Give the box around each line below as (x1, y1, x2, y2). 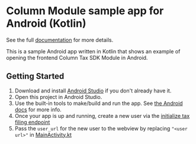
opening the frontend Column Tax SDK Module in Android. (6, 54, 148, 61)
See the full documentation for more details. (6, 36, 114, 43)
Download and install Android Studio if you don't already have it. (14, 87, 172, 94)
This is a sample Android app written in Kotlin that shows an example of (6, 47, 181, 55)
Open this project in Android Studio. (14, 93, 102, 100)
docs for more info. (14, 105, 62, 113)
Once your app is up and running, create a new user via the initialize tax (14, 112, 190, 119)
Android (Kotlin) (6, 17, 86, 30)
